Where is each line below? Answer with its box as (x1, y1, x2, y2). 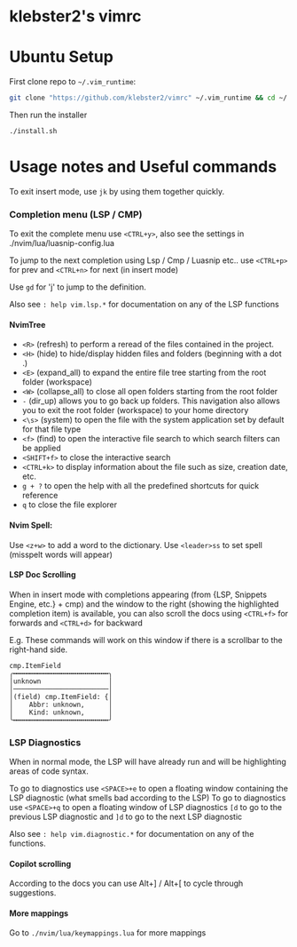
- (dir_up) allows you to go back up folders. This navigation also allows (21, 395, 281, 406)
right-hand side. (9, 644, 68, 655)
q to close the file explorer (21, 499, 118, 510)
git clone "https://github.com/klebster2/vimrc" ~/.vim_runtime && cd (9, 93, 276, 103)
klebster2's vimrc (9, 6, 142, 27)
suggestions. (9, 887, 57, 898)
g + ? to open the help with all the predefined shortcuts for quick (21, 481, 260, 491)
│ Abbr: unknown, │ (9, 700, 113, 709)
